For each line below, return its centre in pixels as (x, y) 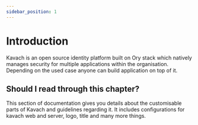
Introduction (37, 41)
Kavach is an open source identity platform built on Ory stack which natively (99, 58)
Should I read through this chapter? (73, 89)
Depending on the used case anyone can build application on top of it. (92, 70)
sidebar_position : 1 (32, 12)
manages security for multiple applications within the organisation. (87, 64)
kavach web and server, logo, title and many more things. (76, 116)
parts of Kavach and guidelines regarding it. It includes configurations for (95, 110)
